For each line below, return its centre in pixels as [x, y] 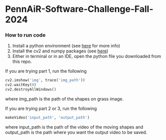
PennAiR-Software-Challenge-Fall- [79, 9]
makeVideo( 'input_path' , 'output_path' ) [48, 118]
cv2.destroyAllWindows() [31, 90]
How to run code [26, 35]
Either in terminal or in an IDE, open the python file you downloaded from [86, 56]
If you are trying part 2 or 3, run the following [51, 109]
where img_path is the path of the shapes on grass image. [64, 99]
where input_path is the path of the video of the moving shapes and [74, 127]
